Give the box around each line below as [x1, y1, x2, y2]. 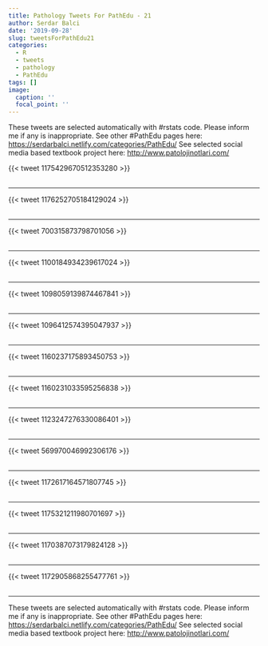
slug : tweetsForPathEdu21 [8, 33, 94, 42]
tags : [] [8, 78, 37, 86]
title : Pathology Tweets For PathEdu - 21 [8, 11, 152, 20]
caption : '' [15, 93, 56, 101]
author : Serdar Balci [8, 19, 81, 27]
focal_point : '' [15, 100, 69, 108]
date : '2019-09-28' [8, 26, 73, 34]
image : [8, 85, 30, 94]
